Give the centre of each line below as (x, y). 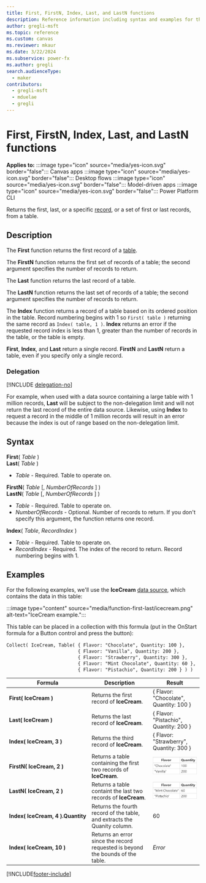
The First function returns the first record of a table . (72, 250)
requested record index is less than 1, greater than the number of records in (102, 330)
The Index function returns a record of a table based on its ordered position (102, 311)
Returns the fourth (115, 806)
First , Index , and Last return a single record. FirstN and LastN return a (96, 349)
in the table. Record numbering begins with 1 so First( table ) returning (99, 317)
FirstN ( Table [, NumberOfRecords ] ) (54, 487)
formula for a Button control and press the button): (70, 633)
